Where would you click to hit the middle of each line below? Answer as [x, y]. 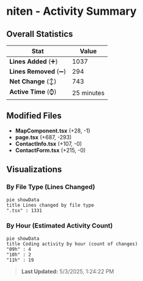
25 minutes [88, 93]
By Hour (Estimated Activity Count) [60, 226]
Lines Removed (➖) [38, 71]
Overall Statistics [40, 34]
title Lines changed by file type [50, 205]
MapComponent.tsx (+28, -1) [53, 131]
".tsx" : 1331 [24, 210]
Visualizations [34, 170]
